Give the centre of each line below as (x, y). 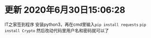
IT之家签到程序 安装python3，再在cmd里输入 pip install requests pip (75, 24)
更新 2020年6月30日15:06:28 (65, 10)
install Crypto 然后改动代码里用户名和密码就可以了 (57, 30)
